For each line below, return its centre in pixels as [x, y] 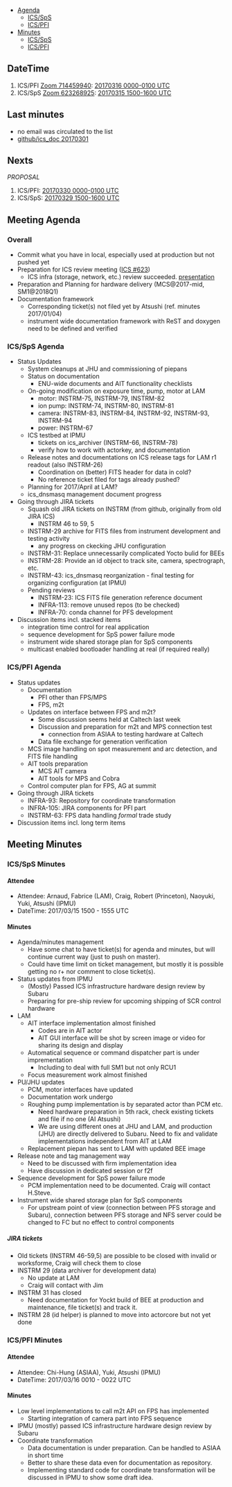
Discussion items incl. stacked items [69, 620]
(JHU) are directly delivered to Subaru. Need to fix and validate [128, 1134]
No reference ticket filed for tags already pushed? [109, 480]
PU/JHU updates [41, 1082]
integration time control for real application [88, 627]
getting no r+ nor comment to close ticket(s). [91, 972]
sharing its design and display [80, 1045]
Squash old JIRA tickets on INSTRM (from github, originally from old [124, 509]
